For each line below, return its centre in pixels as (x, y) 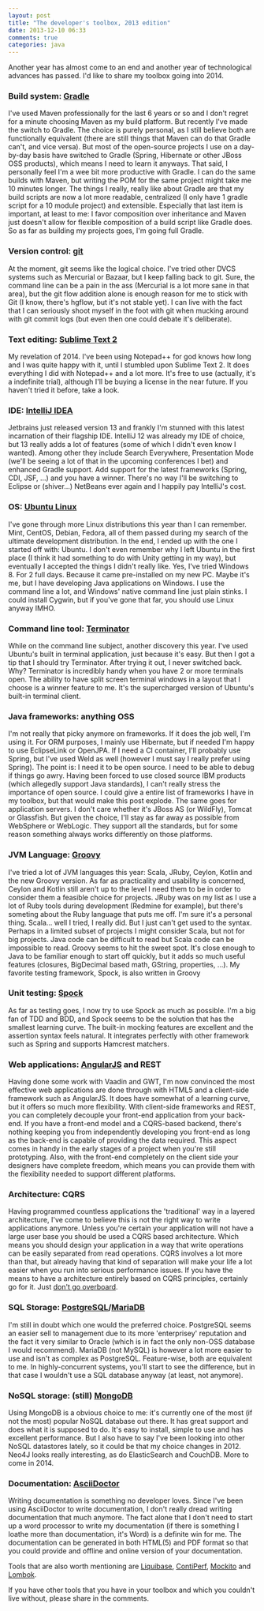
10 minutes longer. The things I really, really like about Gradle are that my (126, 189)
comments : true (33, 38)
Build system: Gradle (49, 96)
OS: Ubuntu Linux (43, 507)
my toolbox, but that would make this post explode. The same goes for (123, 801)
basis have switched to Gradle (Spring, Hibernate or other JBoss (137, 156)
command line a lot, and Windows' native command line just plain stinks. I (128, 591)
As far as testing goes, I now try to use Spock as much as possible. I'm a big (132, 1010)
